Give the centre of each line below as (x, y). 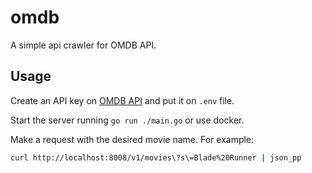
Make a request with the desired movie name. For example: (132, 139)
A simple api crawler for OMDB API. (83, 45)
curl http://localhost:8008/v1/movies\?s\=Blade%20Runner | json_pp (156, 157)
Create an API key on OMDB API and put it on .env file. (122, 100)
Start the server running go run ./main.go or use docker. (127, 120)
